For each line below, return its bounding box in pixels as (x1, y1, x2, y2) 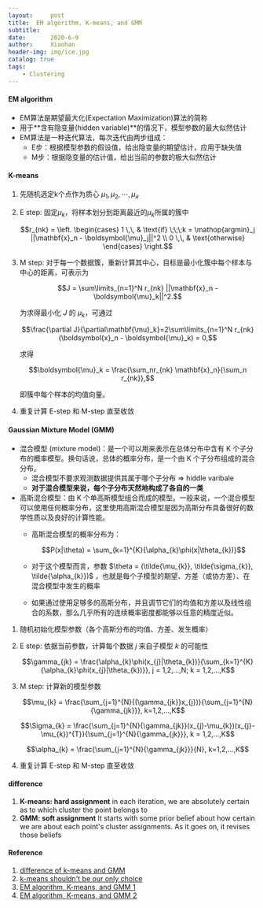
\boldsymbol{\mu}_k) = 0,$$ (125, 333, 217, 343)
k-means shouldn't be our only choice (19, 874, 143, 884)
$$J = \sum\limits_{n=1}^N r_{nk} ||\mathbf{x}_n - (57, 283, 218, 292)
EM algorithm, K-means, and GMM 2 (19, 891, 137, 900)
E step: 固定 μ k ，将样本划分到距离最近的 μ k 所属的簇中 (19, 207, 189, 219)
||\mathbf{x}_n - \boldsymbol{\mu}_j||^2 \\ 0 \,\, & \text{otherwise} (30, 233, 246, 243)
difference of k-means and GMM (19, 865, 126, 875)
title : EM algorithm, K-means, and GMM (8, 19, 143, 27)
